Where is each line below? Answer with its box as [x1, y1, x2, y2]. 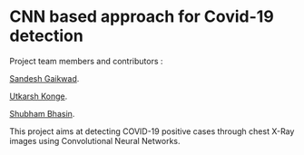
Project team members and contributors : [9, 55, 163, 66]
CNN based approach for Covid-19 [9, 6, 274, 27]
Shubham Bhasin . [9, 108, 75, 119]
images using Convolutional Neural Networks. [9, 135, 181, 146]
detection [9, 25, 83, 46]
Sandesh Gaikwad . [9, 73, 80, 83]
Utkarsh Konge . [9, 91, 68, 102]
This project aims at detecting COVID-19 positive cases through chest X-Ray [9, 125, 295, 137]
